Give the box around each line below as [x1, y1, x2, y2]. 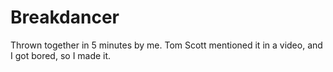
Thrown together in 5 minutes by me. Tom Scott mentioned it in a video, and [10, 39, 323, 51]
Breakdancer [10, 6, 120, 29]
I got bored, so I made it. [10, 49, 112, 61]
